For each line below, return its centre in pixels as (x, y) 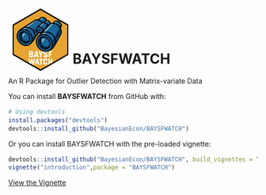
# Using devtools (37, 112)
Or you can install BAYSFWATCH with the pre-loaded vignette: (110, 143)
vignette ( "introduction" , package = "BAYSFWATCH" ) (92, 168)
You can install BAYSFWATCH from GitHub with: (87, 96)
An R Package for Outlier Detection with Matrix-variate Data (106, 81)
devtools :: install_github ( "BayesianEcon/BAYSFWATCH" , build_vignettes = (131, 159)
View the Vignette (37, 183)
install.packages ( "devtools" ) (58, 120)
